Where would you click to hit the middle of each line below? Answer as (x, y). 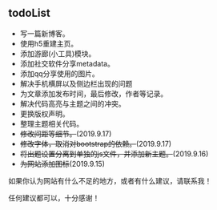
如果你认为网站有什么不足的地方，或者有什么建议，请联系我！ (110, 180)
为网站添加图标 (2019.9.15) (62, 164)
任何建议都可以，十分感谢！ (54, 198)
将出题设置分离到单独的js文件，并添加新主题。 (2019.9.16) (114, 153)
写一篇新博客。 (44, 33)
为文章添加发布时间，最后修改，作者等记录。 (94, 93)
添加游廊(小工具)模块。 (58, 53)
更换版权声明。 (44, 113)
